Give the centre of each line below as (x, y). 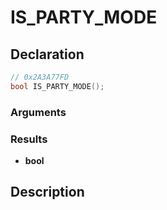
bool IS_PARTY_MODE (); (57, 86)
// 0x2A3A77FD (40, 77)
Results (29, 139)
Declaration (47, 54)
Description (47, 192)
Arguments (38, 112)
